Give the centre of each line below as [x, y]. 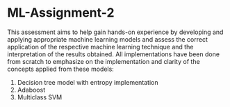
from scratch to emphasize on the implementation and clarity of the [104, 61]
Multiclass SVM [40, 97]
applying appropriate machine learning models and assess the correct [108, 39]
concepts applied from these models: [61, 69]
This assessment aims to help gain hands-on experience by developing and [115, 32]
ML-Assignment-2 [61, 13]
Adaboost [31, 90]
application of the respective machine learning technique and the [100, 47]
